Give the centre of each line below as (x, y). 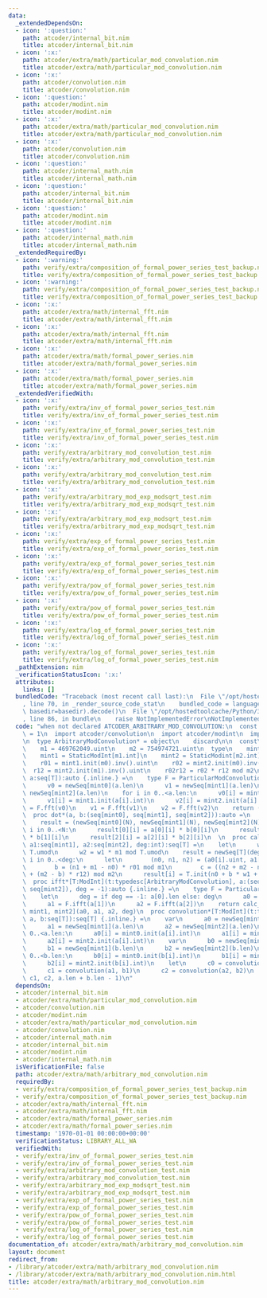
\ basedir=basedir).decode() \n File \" (90, 712)
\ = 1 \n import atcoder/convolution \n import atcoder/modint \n (133, 733)
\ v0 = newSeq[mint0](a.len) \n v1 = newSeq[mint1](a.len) (138, 785)
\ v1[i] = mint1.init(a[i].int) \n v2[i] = (112, 800)
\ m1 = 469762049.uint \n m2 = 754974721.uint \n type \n (128, 749)
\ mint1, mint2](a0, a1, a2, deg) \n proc (94, 911)
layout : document (37, 1252)
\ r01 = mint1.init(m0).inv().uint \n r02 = (106, 764)
